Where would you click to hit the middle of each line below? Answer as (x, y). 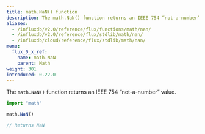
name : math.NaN (37, 58)
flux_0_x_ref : (30, 52)
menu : (13, 47)
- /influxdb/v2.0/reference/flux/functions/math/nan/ (81, 29)
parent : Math (34, 63)
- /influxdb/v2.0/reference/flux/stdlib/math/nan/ (77, 35)
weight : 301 (21, 69)
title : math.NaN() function (42, 12)
